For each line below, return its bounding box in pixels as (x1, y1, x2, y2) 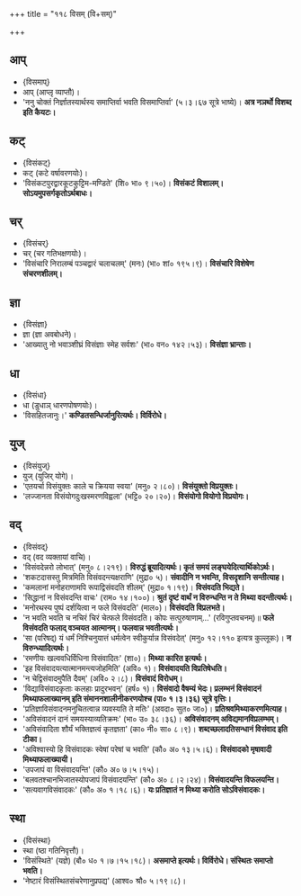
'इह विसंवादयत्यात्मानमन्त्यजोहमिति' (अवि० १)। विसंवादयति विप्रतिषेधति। (22, 662, 227, 674)
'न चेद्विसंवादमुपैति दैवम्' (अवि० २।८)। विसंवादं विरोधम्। (22, 673, 183, 684)
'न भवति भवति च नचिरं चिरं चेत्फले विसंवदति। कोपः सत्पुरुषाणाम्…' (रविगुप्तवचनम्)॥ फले (22, 612, 275, 623)
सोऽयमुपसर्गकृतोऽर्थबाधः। (22, 187, 93, 198)
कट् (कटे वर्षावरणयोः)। (22, 167, 88, 178)
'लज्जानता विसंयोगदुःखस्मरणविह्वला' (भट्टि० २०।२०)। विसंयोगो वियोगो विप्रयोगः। (22, 490, 250, 501)
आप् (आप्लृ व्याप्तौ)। (22, 86, 81, 97)
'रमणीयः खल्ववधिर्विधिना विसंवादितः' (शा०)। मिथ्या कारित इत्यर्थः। (22, 652, 208, 663)
